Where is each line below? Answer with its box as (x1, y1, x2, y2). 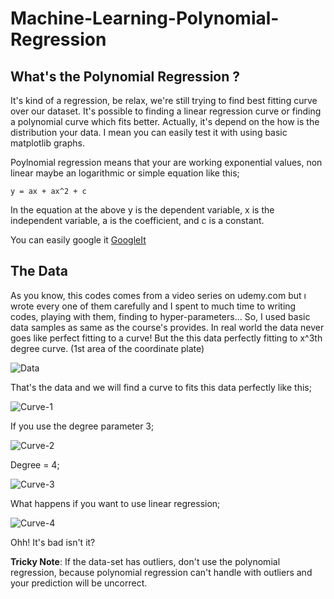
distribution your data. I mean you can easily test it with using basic (10, 127, 288, 138)
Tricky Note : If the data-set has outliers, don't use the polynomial (10, 555, 281, 567)
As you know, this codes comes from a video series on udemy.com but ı (10, 289, 307, 301)
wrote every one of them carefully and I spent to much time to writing (10, 300, 297, 312)
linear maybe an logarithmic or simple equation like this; (10, 167, 240, 179)
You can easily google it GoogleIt (10, 234, 147, 246)
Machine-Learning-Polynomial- (10, 7, 280, 30)
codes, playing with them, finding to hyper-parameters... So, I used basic (10, 310, 311, 322)
